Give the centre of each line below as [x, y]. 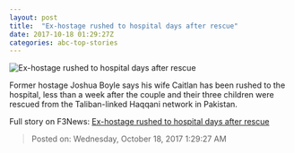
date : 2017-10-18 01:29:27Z [62, 34]
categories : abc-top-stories [64, 42]
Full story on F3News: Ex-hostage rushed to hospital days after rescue [139, 122]
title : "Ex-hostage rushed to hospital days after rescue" [124, 26]
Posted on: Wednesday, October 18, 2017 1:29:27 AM [129, 139]
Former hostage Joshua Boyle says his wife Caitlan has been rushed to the [147, 85]
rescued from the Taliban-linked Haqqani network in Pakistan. [123, 105]
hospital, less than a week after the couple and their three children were [142, 95]
